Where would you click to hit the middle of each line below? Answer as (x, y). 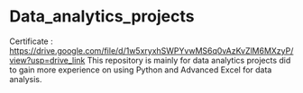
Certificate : (31, 41)
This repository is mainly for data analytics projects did (189, 60)
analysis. (26, 79)
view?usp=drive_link (47, 60)
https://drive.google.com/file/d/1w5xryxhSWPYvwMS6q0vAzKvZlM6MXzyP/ (151, 50)
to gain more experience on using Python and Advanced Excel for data (141, 70)
